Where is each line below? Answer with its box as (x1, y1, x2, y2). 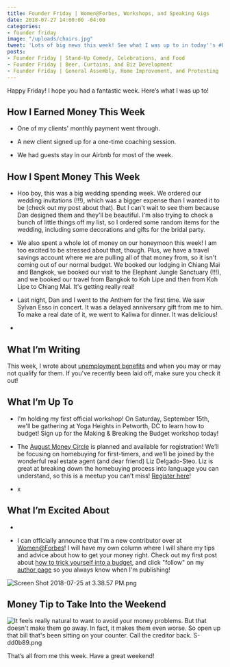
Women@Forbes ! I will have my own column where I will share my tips (16, 543, 216, 552)
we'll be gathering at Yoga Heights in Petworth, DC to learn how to (16, 421, 205, 430)
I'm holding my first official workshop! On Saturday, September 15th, (16, 414, 210, 423)
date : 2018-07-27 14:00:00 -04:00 (7, 16, 106, 23)
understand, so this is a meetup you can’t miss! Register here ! (16, 471, 192, 480)
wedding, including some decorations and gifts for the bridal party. (16, 226, 205, 234)
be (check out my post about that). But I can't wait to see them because (16, 204, 220, 212)
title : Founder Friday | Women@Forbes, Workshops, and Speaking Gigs (7, 10, 210, 17)
